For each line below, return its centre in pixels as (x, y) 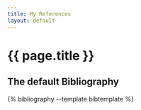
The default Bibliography (63, 82)
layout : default (31, 21)
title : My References (39, 14)
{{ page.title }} (51, 56)
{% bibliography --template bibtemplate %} (71, 99)
